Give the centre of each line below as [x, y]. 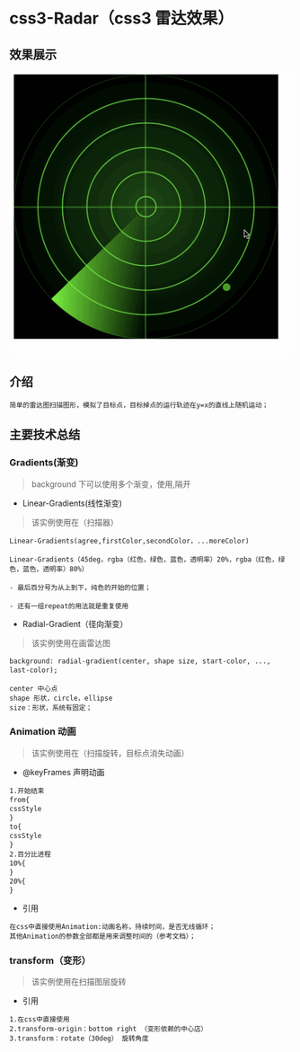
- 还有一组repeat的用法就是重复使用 [69, 606]
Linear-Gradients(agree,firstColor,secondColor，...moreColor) [129, 541]
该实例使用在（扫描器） [75, 522]
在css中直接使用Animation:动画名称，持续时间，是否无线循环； [112, 926]
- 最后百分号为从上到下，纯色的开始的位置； [80, 588]
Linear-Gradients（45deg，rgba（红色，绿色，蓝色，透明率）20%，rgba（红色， [144, 559]
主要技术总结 [45, 435]
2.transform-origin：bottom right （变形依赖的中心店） [109, 1030]
